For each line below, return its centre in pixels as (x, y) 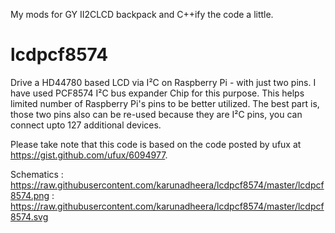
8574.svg (29, 216)
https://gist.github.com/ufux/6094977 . (89, 155)
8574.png (30, 195)
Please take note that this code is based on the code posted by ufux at (156, 144)
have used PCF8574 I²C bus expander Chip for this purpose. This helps (157, 93)
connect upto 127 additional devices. (86, 125)
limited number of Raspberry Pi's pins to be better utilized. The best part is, (165, 103)
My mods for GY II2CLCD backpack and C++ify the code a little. (142, 14)
